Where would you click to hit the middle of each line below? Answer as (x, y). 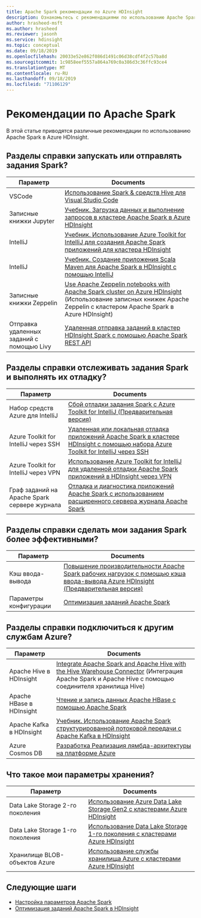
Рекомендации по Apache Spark (91, 114)
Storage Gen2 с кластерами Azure (138, 809)
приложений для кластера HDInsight (118, 249)
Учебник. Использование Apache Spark (114, 721)
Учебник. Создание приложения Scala (120, 259)
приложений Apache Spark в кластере (124, 436)
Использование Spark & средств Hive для (125, 192)
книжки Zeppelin (33, 303)
